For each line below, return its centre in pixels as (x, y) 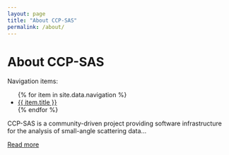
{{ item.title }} (37, 102)
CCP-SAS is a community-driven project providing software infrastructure (115, 123)
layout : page (27, 14)
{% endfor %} (38, 110)
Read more (23, 144)
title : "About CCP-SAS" (42, 20)
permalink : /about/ (36, 27)
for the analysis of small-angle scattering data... (77, 131)
